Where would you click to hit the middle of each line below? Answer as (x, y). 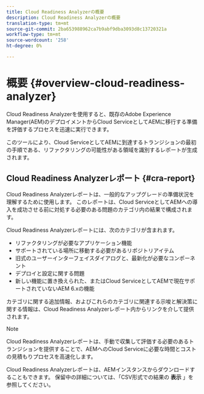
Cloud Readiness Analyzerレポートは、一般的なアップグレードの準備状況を (100, 194)
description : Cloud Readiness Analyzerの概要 (63, 18)
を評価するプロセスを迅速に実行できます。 (59, 129)
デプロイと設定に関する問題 (50, 273)
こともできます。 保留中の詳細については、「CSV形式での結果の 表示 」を (103, 377)
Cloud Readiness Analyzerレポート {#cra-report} (101, 178)
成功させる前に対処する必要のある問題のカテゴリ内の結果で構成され (102, 209)
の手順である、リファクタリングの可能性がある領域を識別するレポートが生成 (102, 150)
